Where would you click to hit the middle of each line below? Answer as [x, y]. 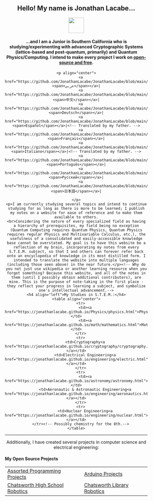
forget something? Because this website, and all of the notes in [76, 273]
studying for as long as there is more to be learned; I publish [76, 209]
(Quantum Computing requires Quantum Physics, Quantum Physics [76, 230]
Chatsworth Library [106, 485]
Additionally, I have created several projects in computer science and [76, 442]
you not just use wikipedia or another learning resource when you [76, 269]
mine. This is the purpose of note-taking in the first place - [76, 282]
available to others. [76, 217]
